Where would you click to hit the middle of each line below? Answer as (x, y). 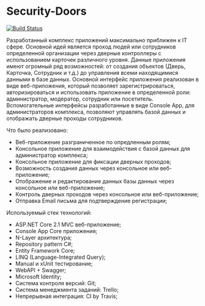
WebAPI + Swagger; (40, 270)
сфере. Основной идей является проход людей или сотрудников (91, 47)
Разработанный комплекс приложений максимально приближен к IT (97, 40)
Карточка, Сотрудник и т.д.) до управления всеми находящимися (92, 72)
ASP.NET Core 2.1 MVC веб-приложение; (68, 224)
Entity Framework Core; (45, 250)
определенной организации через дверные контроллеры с (84, 53)
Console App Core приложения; (56, 231)
